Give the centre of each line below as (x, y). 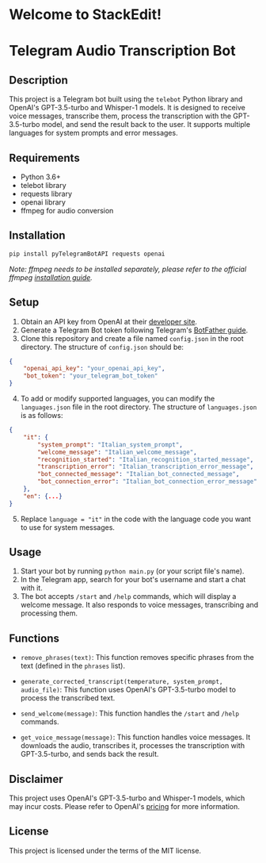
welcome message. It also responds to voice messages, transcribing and (139, 605)
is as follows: (42, 415)
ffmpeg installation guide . (51, 277)
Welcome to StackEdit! (85, 15)
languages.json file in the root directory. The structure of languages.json (139, 407)
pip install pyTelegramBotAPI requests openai (87, 254)
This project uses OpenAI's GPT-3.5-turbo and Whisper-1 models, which (127, 798)
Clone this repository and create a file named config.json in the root (132, 338)
